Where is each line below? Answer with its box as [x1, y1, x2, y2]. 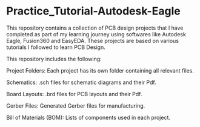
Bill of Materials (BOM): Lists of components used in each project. [6, 114, 171, 121]
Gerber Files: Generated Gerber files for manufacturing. [6, 102, 145, 109]
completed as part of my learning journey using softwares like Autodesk [6, 30, 186, 37]
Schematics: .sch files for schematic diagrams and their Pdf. [6, 79, 156, 86]
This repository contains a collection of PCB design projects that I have [6, 24, 184, 31]
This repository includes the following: [6, 55, 102, 62]
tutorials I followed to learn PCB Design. [6, 44, 105, 51]
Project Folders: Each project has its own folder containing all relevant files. [6, 67, 194, 74]
